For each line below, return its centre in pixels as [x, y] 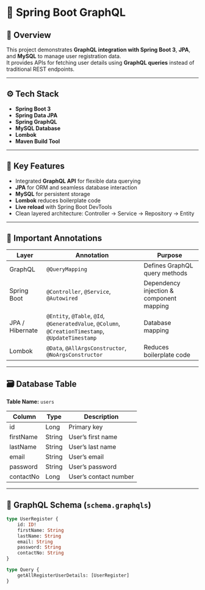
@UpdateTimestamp [72, 338]
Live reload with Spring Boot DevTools [63, 206]
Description [101, 417]
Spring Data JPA [36, 115]
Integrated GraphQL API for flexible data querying [78, 181]
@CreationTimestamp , [76, 331]
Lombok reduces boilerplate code [58, 200]
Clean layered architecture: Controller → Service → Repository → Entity [105, 213]
